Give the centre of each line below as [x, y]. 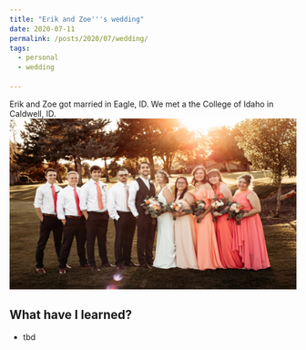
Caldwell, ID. [33, 113]
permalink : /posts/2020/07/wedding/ [79, 38]
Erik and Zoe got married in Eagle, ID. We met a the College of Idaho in [142, 104]
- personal [38, 58]
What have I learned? [71, 315]
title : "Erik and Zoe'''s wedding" [77, 19]
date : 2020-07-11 [42, 29]
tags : [20, 48]
